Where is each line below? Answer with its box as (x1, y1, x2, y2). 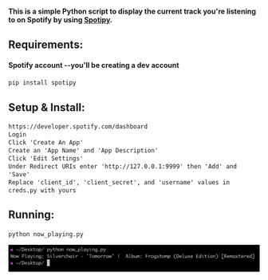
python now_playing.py (8, 230, 84, 239)
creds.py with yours (8, 187, 77, 195)
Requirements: (8, 37, 84, 51)
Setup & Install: (8, 101, 85, 114)
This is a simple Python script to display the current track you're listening (8, 6, 257, 16)
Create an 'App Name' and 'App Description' (8, 147, 159, 155)
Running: (8, 208, 55, 222)
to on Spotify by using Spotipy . (8, 14, 113, 24)
